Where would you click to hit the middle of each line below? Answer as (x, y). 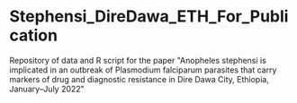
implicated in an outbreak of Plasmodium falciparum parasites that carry (143, 70)
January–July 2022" (47, 89)
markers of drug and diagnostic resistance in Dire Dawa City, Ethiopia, (139, 79)
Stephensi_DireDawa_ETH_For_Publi (149, 17)
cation (34, 35)
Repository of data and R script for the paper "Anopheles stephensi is (138, 60)
